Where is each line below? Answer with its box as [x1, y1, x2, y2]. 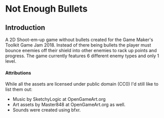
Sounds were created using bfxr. [12, 107, 81, 113]
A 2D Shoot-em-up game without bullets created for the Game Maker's [5, 36, 153, 43]
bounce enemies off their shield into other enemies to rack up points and [5, 48, 157, 53]
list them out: [5, 87, 33, 93]
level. [5, 58, 17, 64]
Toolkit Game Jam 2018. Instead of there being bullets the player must [5, 42, 151, 48]
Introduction [5, 23, 46, 32]
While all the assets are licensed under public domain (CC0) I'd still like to [5, 81, 158, 87]
